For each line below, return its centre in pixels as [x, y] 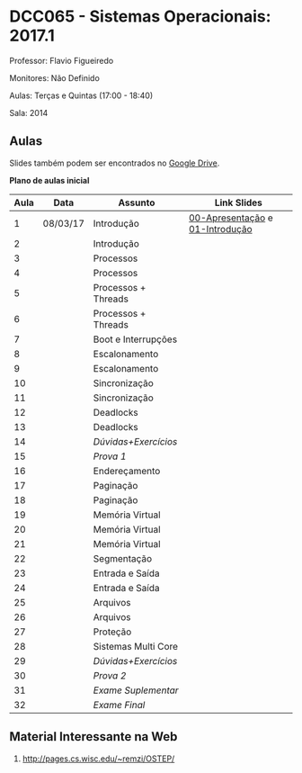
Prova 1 [110, 456]
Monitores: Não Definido [55, 77]
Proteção [112, 632]
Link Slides [239, 202]
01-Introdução [221, 229]
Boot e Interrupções [135, 339]
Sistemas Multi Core [135, 646]
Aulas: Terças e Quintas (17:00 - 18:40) [81, 95]
